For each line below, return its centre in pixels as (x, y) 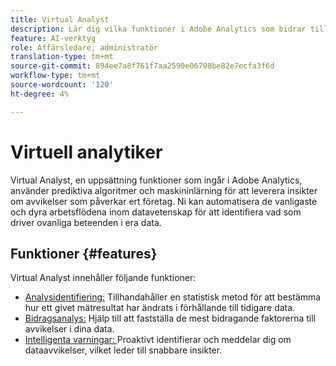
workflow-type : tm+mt (55, 76)
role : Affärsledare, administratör (84, 47)
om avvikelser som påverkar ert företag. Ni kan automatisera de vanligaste (164, 201)
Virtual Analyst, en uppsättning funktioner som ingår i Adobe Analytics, (156, 180)
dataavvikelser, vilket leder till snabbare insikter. (123, 350)
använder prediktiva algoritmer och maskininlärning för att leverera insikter (164, 190)
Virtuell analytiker (86, 152)
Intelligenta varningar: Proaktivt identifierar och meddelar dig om (158, 340)
